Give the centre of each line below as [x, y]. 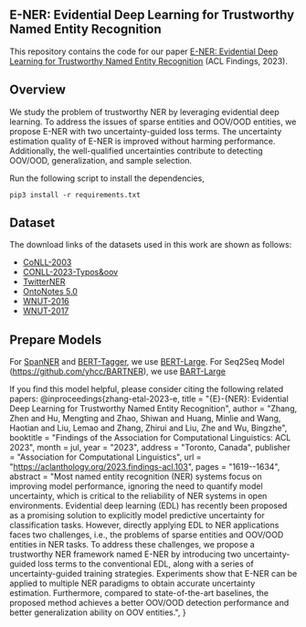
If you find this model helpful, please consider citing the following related [147, 389]
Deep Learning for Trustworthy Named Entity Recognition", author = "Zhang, [153, 409]
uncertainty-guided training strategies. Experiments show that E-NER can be [153, 574]
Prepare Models [56, 340]
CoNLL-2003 [47, 262]
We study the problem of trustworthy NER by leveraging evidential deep [145, 112]
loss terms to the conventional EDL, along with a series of [146, 564]
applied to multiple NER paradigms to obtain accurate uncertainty [132, 583]
